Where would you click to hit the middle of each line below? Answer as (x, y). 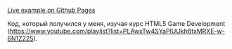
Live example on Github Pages (51, 10)
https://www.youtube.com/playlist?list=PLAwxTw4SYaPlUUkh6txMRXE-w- (117, 31)
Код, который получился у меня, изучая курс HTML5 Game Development (116, 23)
